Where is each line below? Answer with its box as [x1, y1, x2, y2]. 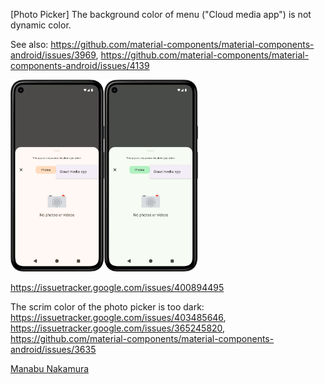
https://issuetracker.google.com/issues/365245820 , [10, 322, 226, 334]
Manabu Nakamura [10, 362, 90, 374]
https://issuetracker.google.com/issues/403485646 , [10, 311, 227, 323]
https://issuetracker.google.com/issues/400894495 [10, 281, 225, 293]
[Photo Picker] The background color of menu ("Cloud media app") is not [10, 9, 312, 20]
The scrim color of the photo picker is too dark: [10, 300, 205, 313]
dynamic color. [10, 19, 72, 31]
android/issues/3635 [10, 343, 97, 355]
